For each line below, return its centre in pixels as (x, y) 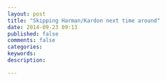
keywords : (22, 54)
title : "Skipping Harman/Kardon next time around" (84, 21)
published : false (33, 34)
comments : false (31, 40)
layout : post (27, 14)
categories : (25, 47)
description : (27, 60)
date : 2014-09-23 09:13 (43, 27)
